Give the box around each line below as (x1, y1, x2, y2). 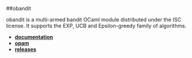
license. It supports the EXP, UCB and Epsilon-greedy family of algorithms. (6, 23, 187, 29)
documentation (14, 34, 53, 40)
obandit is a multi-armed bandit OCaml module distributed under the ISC (6, 16, 181, 23)
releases (14, 46, 36, 53)
